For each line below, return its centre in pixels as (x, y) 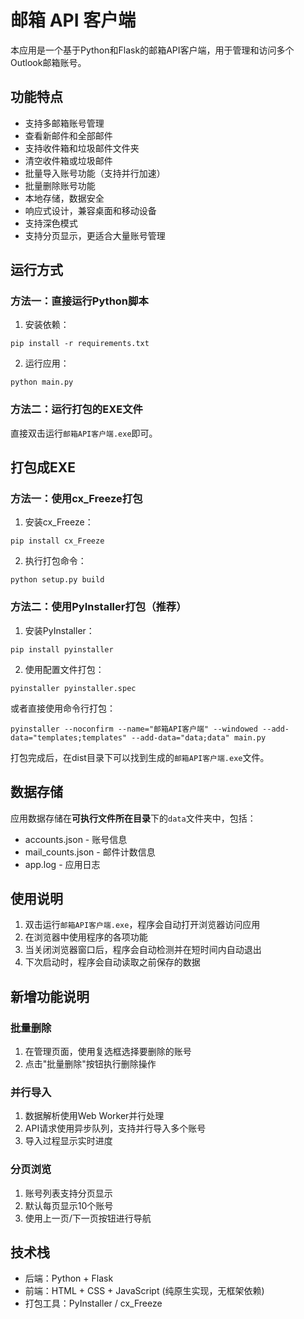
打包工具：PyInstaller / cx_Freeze (93, 1303)
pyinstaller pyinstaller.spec (73, 688)
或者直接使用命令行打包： (63, 708)
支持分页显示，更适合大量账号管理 (95, 235)
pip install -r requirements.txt (80, 344)
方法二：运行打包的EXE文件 (76, 409)
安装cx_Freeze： (59, 522)
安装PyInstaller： (59, 630)
